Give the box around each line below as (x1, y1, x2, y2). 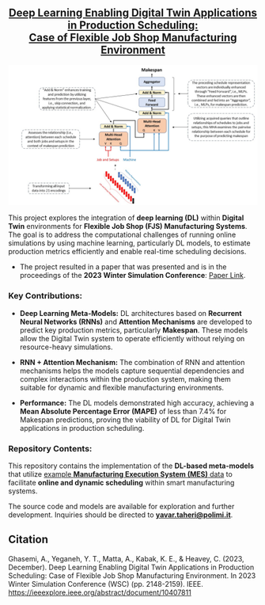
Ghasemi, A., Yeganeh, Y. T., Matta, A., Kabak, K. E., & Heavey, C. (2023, (8, 554, 244, 563)
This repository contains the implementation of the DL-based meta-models (8, 461, 255, 470)
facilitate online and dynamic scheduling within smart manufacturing (8, 478, 235, 487)
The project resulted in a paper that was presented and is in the (19, 262, 227, 272)
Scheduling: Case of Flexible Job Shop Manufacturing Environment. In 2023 (8, 570, 256, 580)
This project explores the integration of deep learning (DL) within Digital (8, 213, 244, 223)
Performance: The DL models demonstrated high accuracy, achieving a (19, 398, 255, 407)
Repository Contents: (8, 443, 93, 454)
